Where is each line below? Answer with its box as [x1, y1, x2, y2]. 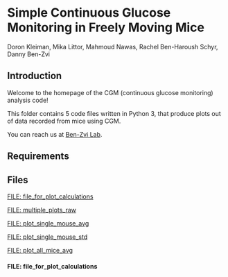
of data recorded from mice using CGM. [7, 117, 121, 125]
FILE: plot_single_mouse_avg [7, 219, 89, 227]
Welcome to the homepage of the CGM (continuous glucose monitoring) [7, 88, 213, 96]
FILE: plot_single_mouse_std [7, 233, 88, 241]
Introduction [7, 70, 62, 82]
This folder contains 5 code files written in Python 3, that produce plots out [7, 109, 222, 117]
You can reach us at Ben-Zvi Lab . [7, 130, 103, 138]
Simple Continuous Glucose [7, 5, 171, 21]
